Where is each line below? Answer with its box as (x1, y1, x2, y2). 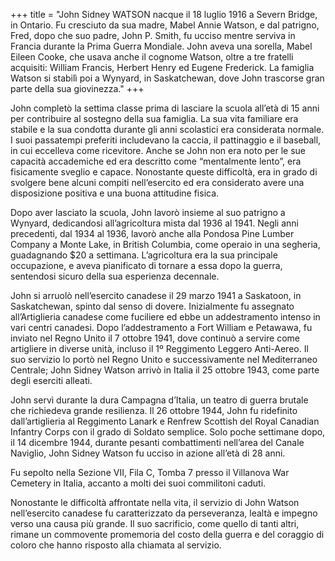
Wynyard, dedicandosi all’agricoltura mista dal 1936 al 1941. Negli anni (10, 217, 299, 229)
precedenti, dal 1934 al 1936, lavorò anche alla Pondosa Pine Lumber (10, 228, 295, 239)
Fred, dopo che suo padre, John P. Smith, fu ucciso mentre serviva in (10, 30, 296, 41)
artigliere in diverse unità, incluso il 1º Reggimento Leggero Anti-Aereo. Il (10, 343, 309, 354)
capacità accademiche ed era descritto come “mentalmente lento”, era (10, 155, 302, 167)
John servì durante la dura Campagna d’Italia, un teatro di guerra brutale (10, 394, 309, 406)
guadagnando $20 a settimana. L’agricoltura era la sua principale (10, 249, 278, 261)
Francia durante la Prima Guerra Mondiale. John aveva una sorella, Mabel (10, 40, 313, 52)
